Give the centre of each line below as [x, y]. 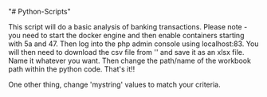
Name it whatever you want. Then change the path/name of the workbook [130, 60]
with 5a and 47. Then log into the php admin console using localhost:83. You [133, 44]
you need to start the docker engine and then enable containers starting [126, 35]
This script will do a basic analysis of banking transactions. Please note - [128, 27]
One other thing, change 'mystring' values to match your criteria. [114, 84]
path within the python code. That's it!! [72, 69]
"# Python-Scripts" [40, 12]
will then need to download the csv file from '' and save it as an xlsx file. [126, 52]
